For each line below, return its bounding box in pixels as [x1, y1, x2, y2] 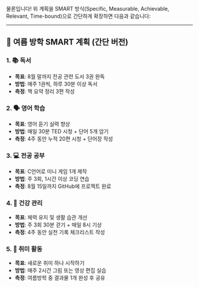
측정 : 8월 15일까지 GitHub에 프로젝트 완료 [14, 183, 111, 190]
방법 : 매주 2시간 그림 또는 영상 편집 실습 [14, 266, 107, 274]
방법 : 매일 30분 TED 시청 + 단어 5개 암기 [14, 127, 109, 135]
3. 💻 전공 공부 [6, 151, 45, 160]
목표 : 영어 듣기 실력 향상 [14, 120, 70, 127]
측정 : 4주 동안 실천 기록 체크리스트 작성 [14, 228, 105, 235]
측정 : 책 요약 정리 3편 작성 [14, 88, 75, 95]
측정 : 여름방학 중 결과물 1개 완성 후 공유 [14, 274, 105, 281]
